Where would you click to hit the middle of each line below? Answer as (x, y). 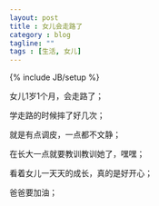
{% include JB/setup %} (55, 77)
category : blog (40, 34)
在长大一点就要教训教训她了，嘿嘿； (77, 154)
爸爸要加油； (33, 192)
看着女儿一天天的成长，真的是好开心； (81, 173)
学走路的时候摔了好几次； (57, 115)
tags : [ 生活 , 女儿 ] (45, 52)
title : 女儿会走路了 (46, 26)
